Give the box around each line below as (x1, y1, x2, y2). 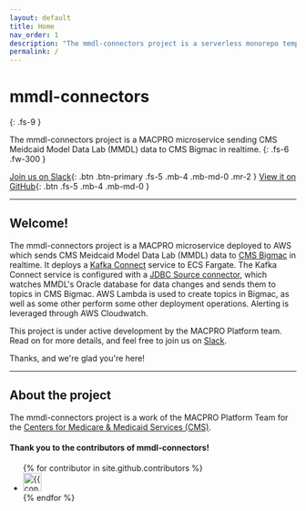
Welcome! (9, 216, 68, 231)
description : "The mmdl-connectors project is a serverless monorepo (9, 38, 280, 48)
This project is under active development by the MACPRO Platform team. (9, 325, 282, 336)
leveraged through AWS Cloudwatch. (9, 307, 148, 319)
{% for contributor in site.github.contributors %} (22, 462, 203, 474)
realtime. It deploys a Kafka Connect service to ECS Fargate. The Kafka (9, 259, 278, 270)
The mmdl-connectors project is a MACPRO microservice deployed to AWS (9, 240, 292, 250)
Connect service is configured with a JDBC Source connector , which (9, 269, 268, 280)
